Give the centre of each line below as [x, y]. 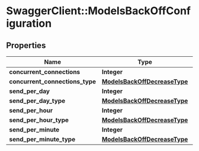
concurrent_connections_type [53, 81]
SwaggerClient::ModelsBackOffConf [99, 11]
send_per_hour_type [39, 120]
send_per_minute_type [42, 139]
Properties [26, 45]
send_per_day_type [37, 101]
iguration [29, 23]
